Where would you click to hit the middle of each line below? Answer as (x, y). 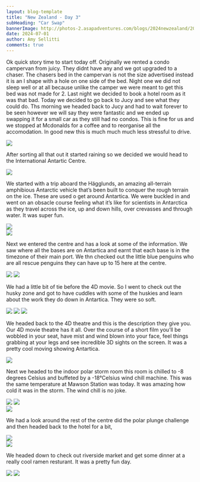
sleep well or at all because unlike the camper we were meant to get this (95, 87)
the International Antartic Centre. (46, 160)
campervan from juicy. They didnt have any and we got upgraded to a (92, 68)
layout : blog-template (34, 12)
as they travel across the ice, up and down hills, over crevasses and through (99, 209)
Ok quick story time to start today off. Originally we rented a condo (88, 62)
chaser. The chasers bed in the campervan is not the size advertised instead (100, 75)
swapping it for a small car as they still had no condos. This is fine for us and (100, 119)
